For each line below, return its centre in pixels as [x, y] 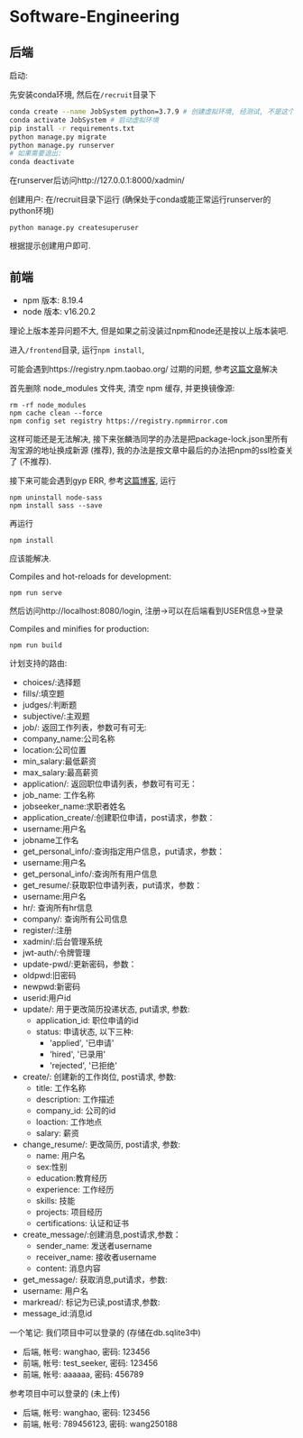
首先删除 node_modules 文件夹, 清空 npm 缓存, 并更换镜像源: [122, 388]
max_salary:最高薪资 [60, 772]
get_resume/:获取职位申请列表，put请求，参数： [112, 884]
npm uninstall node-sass [56, 498]
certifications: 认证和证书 [82, 1223]
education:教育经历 [72, 1177]
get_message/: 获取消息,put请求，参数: [95, 1279]
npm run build [36, 645]
